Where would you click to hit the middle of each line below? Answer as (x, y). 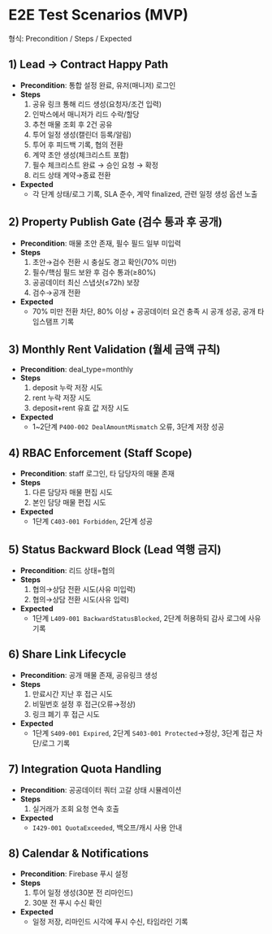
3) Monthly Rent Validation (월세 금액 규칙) (114, 349)
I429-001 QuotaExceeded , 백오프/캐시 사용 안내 (107, 828)
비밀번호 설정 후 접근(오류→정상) (84, 704)
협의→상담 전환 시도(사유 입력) (81, 599)
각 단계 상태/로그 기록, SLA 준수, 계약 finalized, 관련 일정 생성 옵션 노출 (145, 193)
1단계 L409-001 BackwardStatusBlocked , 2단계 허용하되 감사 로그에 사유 (147, 618)
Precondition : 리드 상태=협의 (67, 570)
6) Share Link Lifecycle (67, 655)
